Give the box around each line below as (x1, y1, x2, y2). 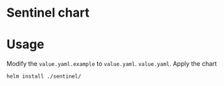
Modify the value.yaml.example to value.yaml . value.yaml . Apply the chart (6, 60, 217, 68)
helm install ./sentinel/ (6, 73, 81, 80)
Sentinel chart (6, 5, 89, 21)
